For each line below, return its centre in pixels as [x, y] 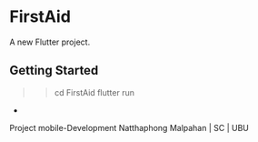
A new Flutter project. [50, 42]
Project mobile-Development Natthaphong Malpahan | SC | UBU [129, 127]
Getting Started [54, 71]
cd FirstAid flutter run [94, 92]
